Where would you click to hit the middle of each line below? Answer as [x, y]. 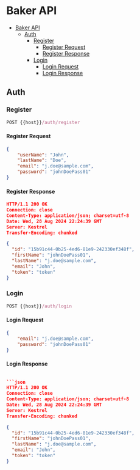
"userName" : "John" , [43, 155]
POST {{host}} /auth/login [39, 306]
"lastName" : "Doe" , [42, 160]
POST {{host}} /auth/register [43, 122]
